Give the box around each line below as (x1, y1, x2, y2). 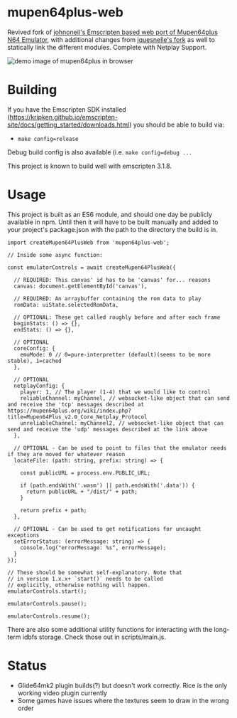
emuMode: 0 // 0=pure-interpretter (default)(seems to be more (20, 351, 211, 358)
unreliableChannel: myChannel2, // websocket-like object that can (20, 419, 224, 427)
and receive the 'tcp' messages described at (7, 401, 144, 408)
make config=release (17, 135, 79, 142)
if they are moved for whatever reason (7, 450, 126, 458)
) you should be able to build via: (128, 120, 225, 129)
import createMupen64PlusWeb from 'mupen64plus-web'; (7, 239, 170, 246)
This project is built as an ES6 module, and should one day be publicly (7, 210, 213, 218)
